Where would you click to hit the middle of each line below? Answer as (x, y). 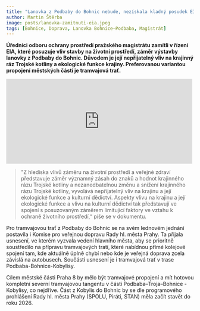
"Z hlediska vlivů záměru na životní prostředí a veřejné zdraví (96, 172)
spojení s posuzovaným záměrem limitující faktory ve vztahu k (97, 210)
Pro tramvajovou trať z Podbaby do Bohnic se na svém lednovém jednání (95, 228)
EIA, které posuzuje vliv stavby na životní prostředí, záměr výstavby (92, 52)
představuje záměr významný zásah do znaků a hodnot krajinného (102, 179)
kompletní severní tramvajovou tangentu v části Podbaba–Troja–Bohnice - (97, 284)
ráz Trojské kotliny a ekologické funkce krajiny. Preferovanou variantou (96, 64)
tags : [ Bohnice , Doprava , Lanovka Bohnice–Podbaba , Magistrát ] (86, 28)
